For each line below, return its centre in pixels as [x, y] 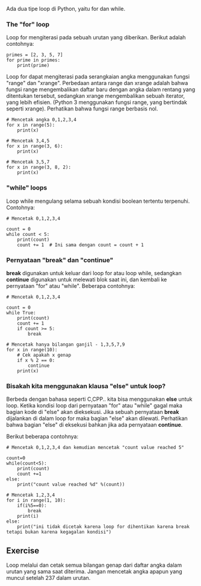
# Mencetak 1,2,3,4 [31, 495]
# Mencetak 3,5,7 [28, 162]
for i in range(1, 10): [36, 500]
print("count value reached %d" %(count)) [71, 485]
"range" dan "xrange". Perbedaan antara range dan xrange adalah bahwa [97, 83]
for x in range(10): [32, 349]
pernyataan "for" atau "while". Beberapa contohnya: [71, 285]
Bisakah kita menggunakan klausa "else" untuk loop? [86, 386]
